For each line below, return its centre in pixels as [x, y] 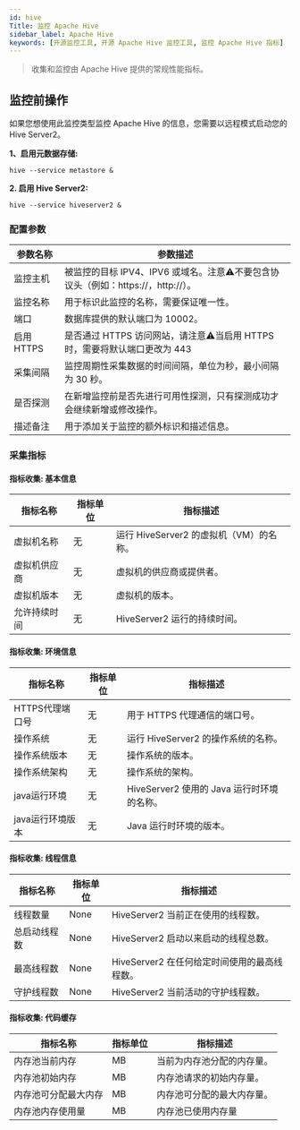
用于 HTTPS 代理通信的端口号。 [193, 715]
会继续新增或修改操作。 [113, 410]
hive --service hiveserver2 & [66, 205]
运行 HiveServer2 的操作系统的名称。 [204, 738]
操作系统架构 [41, 772]
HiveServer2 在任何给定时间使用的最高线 [197, 962]
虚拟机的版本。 [147, 595]
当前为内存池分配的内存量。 [215, 1061]
